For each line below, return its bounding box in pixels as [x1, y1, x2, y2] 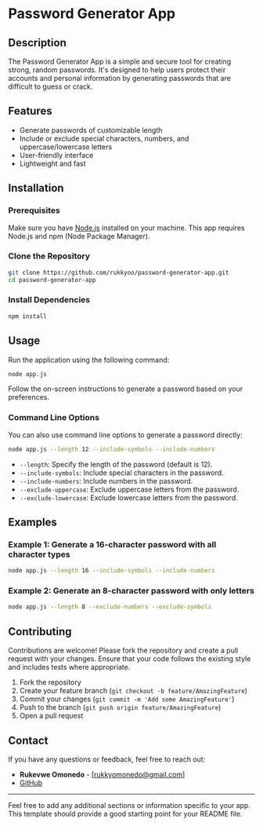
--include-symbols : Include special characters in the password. [19, 468, 225, 477]
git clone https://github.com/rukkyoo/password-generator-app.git [8, 269, 229, 276]
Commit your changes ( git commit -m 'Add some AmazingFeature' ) [19, 694, 235, 704]
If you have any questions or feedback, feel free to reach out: [8, 755, 206, 764]
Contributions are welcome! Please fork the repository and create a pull [8, 645, 239, 656]
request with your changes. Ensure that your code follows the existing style [8, 654, 251, 663]
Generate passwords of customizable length [19, 125, 163, 134]
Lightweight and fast [19, 159, 86, 168]
